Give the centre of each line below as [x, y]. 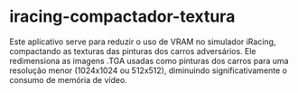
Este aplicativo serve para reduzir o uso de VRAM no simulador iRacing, [143, 42]
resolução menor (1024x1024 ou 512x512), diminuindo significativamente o [148, 70]
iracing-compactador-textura [122, 17]
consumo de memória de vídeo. [69, 79]
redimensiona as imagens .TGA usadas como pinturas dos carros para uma [149, 60]
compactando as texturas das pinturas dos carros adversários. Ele [133, 51]
